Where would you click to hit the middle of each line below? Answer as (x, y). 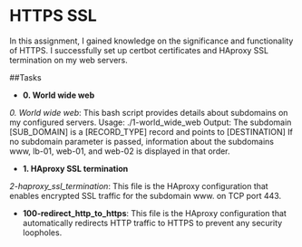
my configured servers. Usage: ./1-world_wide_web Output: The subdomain (151, 122)
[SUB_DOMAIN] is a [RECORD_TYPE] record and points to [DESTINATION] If (151, 131)
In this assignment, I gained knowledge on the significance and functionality (151, 41)
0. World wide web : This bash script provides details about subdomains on (149, 112)
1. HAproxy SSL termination (75, 168)
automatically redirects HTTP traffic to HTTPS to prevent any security (152, 223)
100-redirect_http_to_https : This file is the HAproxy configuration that (155, 213)
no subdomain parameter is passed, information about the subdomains (142, 141)
